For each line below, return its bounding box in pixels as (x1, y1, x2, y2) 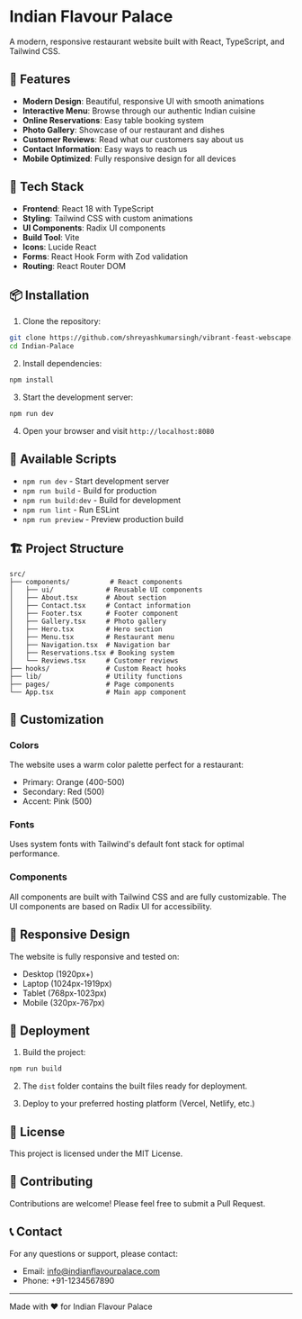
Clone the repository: (22, 316, 102, 327)
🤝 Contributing (9, 1174, 93, 1189)
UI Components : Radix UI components (22, 222, 166, 233)
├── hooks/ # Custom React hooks (9, 664, 187, 673)
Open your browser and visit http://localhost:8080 (22, 425, 215, 436)
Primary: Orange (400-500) (22, 777, 126, 788)
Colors (9, 738, 40, 751)
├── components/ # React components (9, 577, 182, 586)
